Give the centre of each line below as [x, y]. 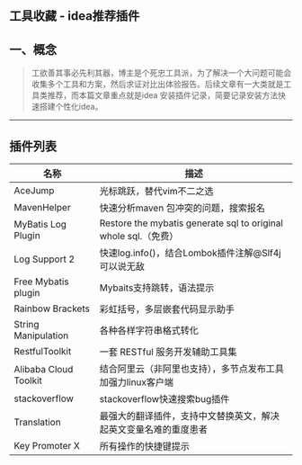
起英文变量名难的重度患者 [154, 430]
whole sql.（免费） [139, 237]
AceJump [34, 191]
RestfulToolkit [43, 352]
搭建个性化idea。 [71, 107]
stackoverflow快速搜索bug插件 [164, 399]
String [27, 325]
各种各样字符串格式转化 [149, 331]
